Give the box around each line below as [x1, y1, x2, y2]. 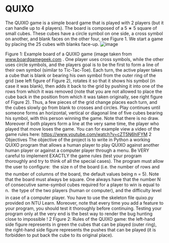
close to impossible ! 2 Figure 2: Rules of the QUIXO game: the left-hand [5, 216, 155, 222]
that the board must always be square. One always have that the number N [5, 176, 161, 182]
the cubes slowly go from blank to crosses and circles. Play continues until [5, 104, 160, 110]
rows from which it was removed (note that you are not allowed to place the [5, 88, 162, 94]
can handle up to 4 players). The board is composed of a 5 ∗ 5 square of [5, 25, 157, 31]
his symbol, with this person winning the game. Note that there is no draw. [5, 115, 159, 121]
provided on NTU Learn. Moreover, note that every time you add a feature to [5, 200, 164, 206]
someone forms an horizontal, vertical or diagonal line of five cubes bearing [5, 109, 163, 116]
